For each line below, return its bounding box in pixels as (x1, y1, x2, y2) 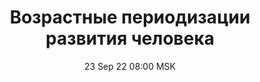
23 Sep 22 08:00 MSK (84, 60, 176, 72)
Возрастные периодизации (9, 6, 251, 29)
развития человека (45, 27, 215, 50)
